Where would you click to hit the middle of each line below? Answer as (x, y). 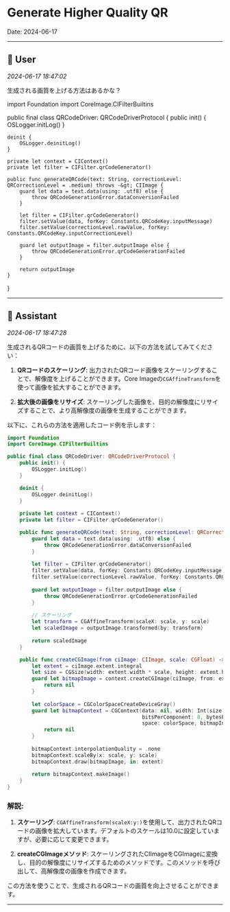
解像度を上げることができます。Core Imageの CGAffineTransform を (128, 378)
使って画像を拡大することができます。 (71, 387)
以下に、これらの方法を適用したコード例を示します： (82, 425)
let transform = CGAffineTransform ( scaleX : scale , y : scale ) (121, 622)
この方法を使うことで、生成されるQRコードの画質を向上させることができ (110, 886)
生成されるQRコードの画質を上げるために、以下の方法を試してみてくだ (107, 347)
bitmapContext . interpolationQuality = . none (96, 749)
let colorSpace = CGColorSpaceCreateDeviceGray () (104, 704)
